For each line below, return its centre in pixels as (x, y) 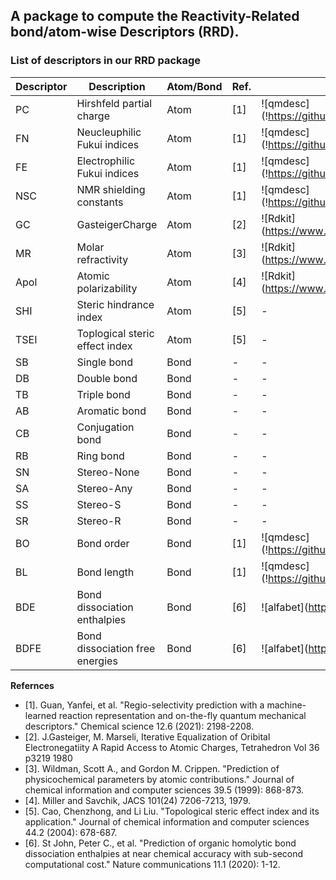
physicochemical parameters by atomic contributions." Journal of (159, 779)
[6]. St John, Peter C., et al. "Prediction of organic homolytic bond (160, 843)
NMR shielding (111, 189)
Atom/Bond (194, 86)
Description (117, 86)
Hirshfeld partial (114, 103)
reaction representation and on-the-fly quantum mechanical (182, 715)
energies (97, 661)
